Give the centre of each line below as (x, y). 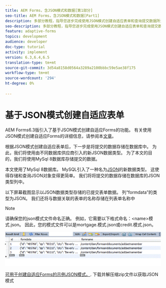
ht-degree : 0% (20, 83)
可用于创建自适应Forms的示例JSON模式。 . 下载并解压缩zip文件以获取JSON (82, 274)
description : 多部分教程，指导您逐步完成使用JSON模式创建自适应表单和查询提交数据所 (83, 21)
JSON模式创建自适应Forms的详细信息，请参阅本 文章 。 (61, 136)
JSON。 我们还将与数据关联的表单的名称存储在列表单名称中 (74, 198)
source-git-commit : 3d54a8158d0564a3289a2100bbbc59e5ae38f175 (70, 68)
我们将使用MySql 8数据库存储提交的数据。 (57, 159)
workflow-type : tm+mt (27, 73)
